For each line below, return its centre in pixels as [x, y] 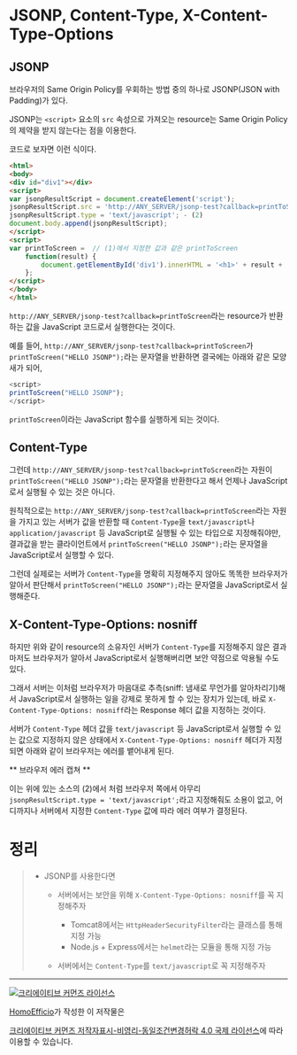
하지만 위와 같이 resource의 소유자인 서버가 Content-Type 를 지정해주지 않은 [140, 647]
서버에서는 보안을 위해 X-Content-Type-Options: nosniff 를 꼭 [166, 895]
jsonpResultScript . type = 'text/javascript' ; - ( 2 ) [106, 215]
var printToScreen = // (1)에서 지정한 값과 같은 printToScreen [124, 248]
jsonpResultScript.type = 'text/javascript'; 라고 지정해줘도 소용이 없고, [141, 800]
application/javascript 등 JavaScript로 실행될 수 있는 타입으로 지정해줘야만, [145, 533]
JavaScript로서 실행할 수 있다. [62, 555]
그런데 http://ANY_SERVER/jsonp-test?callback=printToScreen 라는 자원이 [141, 469]
